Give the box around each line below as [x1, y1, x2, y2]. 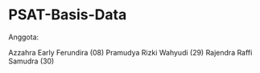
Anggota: [8, 32, 39, 42]
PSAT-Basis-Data [8, 6, 127, 24]
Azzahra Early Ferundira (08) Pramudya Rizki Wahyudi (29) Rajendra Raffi [8, 47, 253, 57]
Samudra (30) [8, 56, 55, 66]
